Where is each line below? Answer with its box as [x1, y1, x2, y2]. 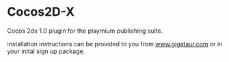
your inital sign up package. [7, 47, 85, 55]
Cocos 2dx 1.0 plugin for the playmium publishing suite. [7, 27, 163, 35]
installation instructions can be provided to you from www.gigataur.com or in [7, 40, 223, 48]
